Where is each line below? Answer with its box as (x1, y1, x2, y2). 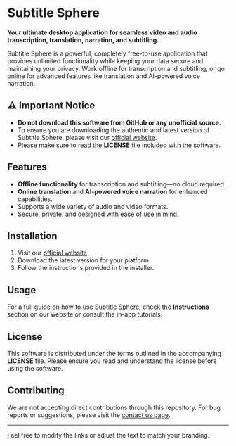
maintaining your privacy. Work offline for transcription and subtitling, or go (7, 64, 225, 72)
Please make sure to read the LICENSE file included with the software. (17, 141, 221, 149)
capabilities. (17, 195, 53, 203)
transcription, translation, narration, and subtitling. (7, 35, 159, 44)
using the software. (7, 364, 63, 372)
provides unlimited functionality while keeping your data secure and (7, 56, 204, 65)
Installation (7, 230, 58, 242)
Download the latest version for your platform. (17, 256, 151, 265)
